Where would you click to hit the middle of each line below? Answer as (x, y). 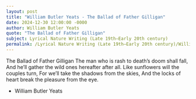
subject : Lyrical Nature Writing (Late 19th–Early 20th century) (87, 39)
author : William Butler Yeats (43, 28)
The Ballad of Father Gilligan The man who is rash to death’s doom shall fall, (97, 61)
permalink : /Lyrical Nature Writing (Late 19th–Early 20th (79, 45)
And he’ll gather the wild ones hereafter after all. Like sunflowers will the (93, 67)
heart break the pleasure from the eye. (52, 79)
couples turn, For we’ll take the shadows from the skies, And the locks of (93, 73)
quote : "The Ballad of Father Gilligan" (56, 33)
